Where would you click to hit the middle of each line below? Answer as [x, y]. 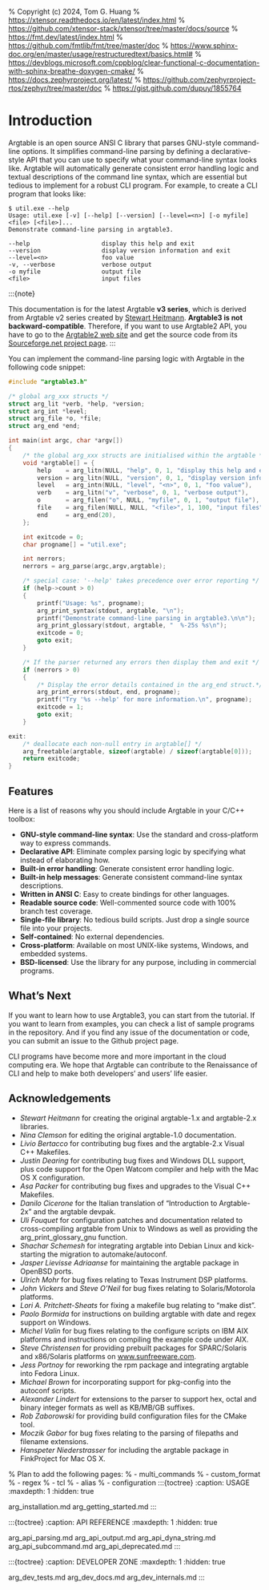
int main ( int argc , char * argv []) [66, 441]
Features [31, 791]
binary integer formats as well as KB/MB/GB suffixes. [107, 1407]
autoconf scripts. [48, 1390]
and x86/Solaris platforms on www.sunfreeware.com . [108, 1356]
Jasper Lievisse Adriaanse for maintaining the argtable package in [129, 1262]
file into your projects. [56, 928]
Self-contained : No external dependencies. [92, 936]
